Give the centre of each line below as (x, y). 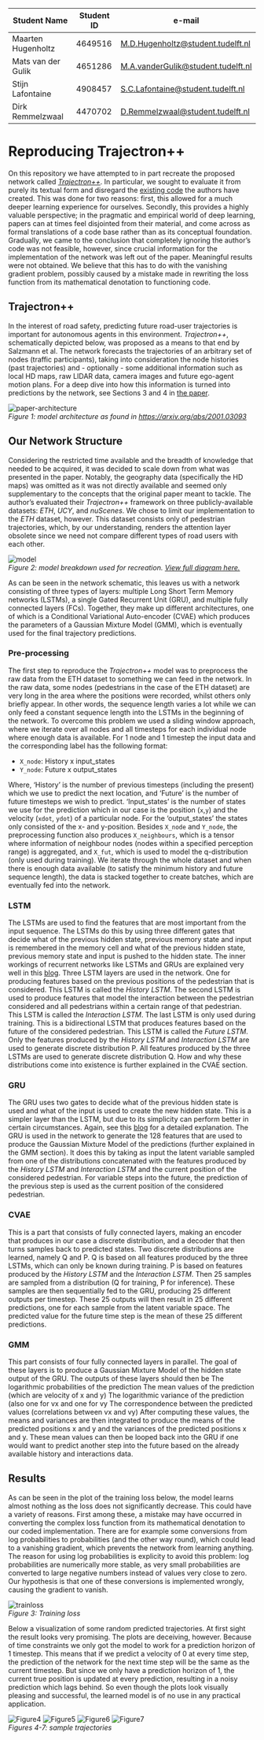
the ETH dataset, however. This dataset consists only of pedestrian (117, 518)
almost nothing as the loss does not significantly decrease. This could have (130, 1506)
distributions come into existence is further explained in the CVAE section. (128, 1065)
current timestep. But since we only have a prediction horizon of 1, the (121, 1670)
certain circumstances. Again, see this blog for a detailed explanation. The (128, 1128)
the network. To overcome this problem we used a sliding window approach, (132, 721)
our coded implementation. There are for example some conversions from (128, 1530)
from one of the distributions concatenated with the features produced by (127, 1161)
